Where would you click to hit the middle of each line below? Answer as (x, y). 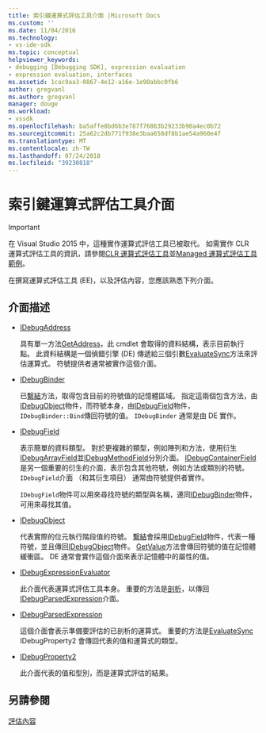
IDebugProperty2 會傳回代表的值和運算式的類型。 (101, 640)
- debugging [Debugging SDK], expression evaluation (97, 67)
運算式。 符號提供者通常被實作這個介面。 (93, 363)
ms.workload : (30, 112)
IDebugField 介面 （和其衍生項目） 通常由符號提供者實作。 (114, 478)
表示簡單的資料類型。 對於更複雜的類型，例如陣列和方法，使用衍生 (128, 447)
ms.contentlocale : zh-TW (49, 148)
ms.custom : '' (32, 23)
